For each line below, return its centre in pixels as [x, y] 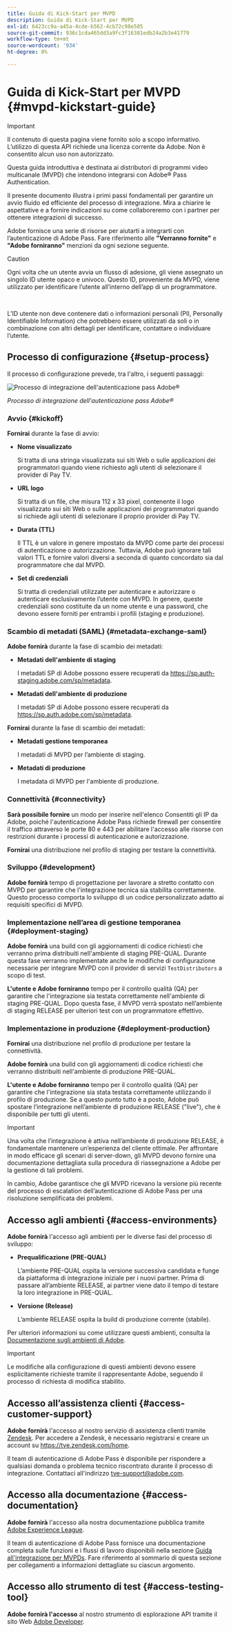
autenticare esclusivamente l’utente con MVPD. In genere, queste [110, 599]
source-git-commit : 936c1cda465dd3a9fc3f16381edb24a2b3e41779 [98, 33]
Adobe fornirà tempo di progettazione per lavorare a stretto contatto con [111, 882]
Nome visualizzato [44, 446]
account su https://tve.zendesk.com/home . [68, 1445]
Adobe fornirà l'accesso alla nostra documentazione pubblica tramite [106, 1522]
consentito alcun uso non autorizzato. [61, 154]
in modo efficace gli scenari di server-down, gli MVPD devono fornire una [112, 1155]
